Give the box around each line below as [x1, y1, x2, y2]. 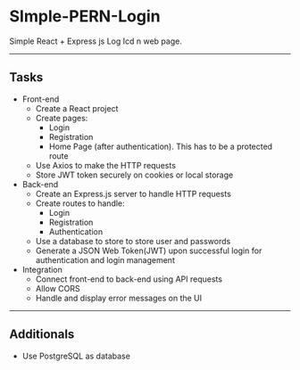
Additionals [9, 327, 75, 342]
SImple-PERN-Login [9, 6, 161, 27]
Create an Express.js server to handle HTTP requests [35, 188, 232, 199]
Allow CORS [35, 283, 80, 293]
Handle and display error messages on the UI [35, 292, 203, 303]
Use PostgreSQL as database [21, 350, 131, 361]
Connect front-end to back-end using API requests [35, 274, 223, 284]
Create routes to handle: [35, 198, 125, 209]
